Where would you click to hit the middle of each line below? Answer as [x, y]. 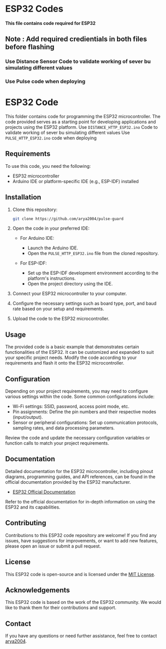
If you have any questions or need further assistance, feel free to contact [81, 636]
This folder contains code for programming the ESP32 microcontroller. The [83, 116]
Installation [23, 197]
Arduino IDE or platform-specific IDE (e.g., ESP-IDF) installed [75, 181]
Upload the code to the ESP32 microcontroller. [61, 319]
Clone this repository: [35, 209]
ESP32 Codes [34, 9]
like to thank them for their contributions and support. [61, 608]
